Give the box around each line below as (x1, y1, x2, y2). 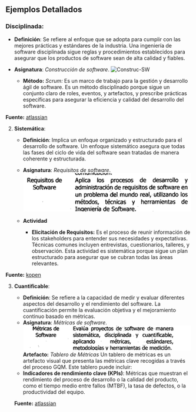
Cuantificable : (14, 283, 50, 290)
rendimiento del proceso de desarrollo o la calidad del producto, (22, 376, 179, 383)
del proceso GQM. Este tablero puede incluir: (22, 363, 132, 370)
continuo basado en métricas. (22, 313, 95, 320)
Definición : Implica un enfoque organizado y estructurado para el (22, 136, 182, 143)
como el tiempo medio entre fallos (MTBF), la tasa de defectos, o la (22, 382, 186, 389)
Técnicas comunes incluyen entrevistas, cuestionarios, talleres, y (31, 241, 190, 249)
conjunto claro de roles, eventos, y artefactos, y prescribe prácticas (22, 89, 188, 96)
